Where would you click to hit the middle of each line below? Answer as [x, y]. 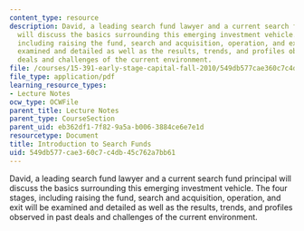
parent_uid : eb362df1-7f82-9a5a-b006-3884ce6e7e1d [107, 128]
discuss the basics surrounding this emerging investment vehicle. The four [148, 188]
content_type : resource [54, 18]
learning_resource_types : [58, 85]
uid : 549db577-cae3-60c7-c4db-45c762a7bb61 [93, 152]
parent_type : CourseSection [62, 119]
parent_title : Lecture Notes [64, 111]
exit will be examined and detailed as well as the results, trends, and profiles [151, 207]
